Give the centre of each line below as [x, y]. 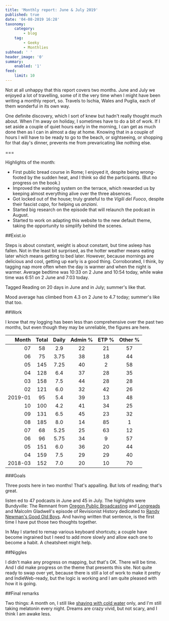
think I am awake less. [28, 613]
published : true [22, 15]
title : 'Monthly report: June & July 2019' [52, 10]
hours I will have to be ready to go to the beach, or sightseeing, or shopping [84, 137]
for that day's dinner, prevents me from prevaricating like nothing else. [78, 142]
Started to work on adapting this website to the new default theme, [82, 220]
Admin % [82, 340]
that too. [14, 302]
